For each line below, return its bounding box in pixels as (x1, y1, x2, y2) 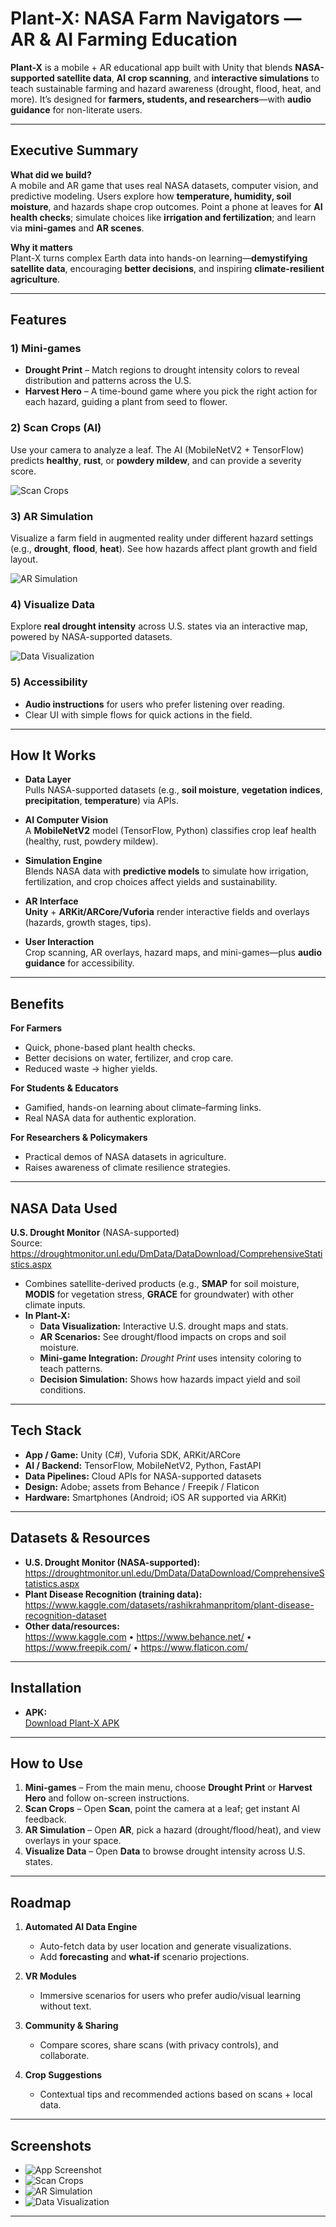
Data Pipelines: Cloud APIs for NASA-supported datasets (24, 1470, 262, 1482)
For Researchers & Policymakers (10, 1132, 148, 1144)
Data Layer (24, 773, 72, 786)
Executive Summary (10, 142, 139, 159)
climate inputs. (24, 1299, 86, 1311)
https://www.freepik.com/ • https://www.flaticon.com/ (24, 1641, 249, 1653)
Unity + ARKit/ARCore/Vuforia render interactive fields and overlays (24, 906, 310, 918)
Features (10, 312, 67, 329)
